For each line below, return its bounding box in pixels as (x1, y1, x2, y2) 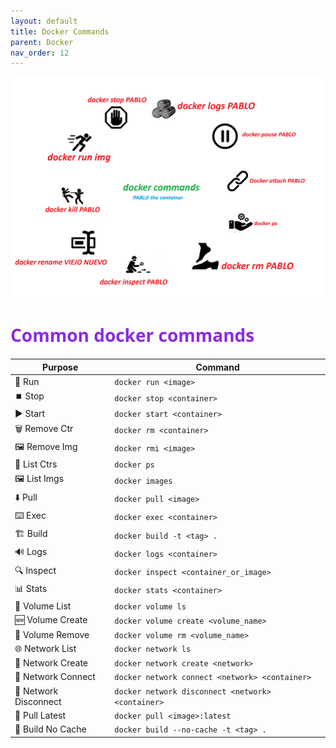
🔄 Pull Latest (14, 709, 67, 721)
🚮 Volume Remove (14, 628, 90, 640)
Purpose (42, 361, 79, 373)
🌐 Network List (14, 642, 77, 654)
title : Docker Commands (10, 26, 110, 37)
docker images (114, 476, 173, 486)
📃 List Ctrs (14, 458, 58, 470)
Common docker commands (10, 323, 255, 348)
